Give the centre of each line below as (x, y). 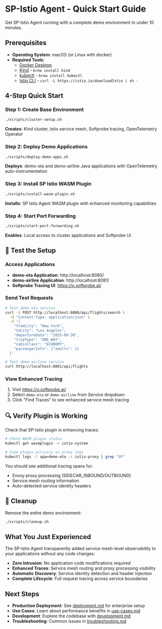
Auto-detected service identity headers (52, 485)
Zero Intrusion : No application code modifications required (71, 563)
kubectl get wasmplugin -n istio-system (47, 444)
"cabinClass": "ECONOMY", (40, 344)
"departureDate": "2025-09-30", (46, 335)
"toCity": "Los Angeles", (40, 331)
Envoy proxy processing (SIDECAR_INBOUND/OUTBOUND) (72, 475)
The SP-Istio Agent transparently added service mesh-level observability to (81, 549)
